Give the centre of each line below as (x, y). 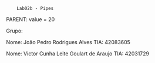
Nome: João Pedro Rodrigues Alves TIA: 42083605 (68, 42)
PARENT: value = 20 (31, 19)
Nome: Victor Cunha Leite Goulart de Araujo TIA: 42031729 (78, 54)
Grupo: (14, 31)
